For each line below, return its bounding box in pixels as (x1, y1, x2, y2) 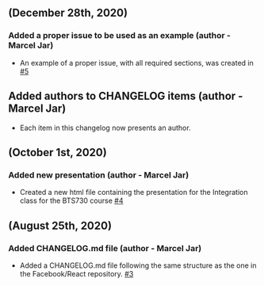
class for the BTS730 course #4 (19, 196, 124, 205)
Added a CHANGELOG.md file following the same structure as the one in (19, 261, 257, 270)
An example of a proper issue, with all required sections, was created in (19, 58, 254, 67)
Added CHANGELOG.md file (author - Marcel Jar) (8, 242, 202, 254)
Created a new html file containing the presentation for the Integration (19, 188, 248, 197)
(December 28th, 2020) (8, 6, 128, 20)
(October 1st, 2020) (8, 146, 107, 159)
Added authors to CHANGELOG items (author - (8, 90, 243, 103)
